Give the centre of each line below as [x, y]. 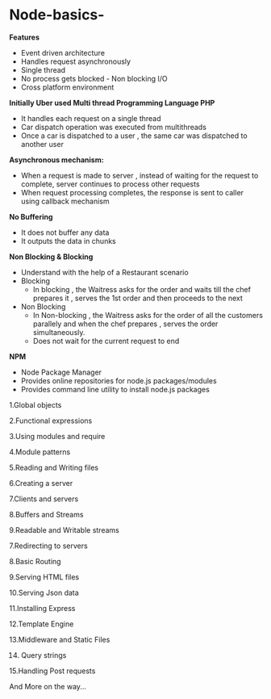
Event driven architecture [63, 52]
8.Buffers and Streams [46, 514]
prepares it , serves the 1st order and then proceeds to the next [138, 298]
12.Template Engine [42, 624]
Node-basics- [57, 15]
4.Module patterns [40, 452]
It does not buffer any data [65, 232]
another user [42, 144]
